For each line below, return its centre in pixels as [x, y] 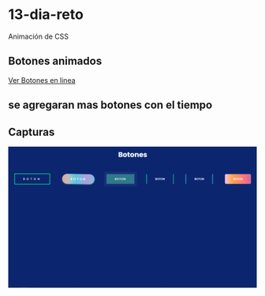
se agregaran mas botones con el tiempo [110, 105]
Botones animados [55, 61]
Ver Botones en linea [42, 80]
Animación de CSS [39, 36]
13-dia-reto [46, 15]
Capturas [32, 132]
